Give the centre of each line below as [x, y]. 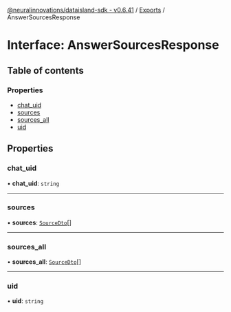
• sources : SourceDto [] [40, 222]
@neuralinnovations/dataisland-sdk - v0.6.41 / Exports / [86, 10]
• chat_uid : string [33, 183]
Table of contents [45, 71]
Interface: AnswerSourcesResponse [113, 45]
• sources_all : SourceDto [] [44, 262]
